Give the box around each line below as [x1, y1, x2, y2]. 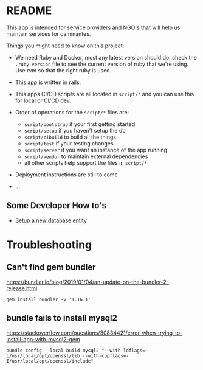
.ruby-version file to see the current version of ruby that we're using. [15, 60, 189, 68]
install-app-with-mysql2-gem [6, 335, 80, 343]
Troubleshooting [6, 238, 92, 251]
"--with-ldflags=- [101, 347, 148, 354]
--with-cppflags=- [82, 352, 129, 359]
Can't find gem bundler [6, 262, 96, 273]
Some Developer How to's [6, 200, 106, 211]
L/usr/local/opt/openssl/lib [6, 352, 80, 359]
